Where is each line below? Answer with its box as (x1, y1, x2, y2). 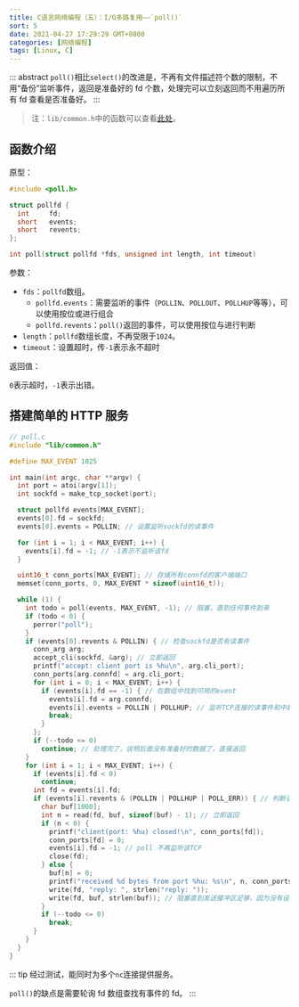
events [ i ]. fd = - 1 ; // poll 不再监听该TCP (48, 844, 202, 853)
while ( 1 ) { (17, 595, 62, 604)
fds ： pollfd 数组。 (21, 286, 91, 297)
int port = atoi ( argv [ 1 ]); (17, 481, 117, 490)
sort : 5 (9, 21, 38, 30)
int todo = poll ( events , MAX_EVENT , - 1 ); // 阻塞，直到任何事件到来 (25, 603, 270, 612)
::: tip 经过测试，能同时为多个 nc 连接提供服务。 (9, 969, 178, 979)
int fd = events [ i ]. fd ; (32, 786, 122, 795)
